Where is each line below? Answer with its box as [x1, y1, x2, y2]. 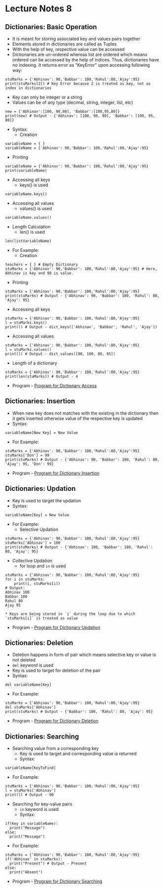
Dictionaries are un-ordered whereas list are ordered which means [12, 51, 148, 57]
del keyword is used [12, 662, 54, 668]
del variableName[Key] [5, 682, 52, 688]
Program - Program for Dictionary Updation [12, 624, 100, 630]
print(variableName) [5, 168, 48, 173]
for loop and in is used [19, 562, 66, 569]
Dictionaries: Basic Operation [5, 23, 97, 31]
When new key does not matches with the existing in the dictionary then [12, 410, 159, 416]
